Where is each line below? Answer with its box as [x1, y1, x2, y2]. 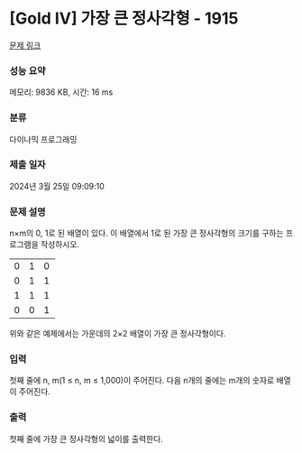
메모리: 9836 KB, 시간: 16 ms [9, 87, 114, 97]
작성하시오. [40, 239, 79, 250]
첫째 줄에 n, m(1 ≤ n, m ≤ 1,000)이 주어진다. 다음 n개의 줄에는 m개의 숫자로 [9, 375, 275, 386]
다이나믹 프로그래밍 [9, 134, 78, 144]
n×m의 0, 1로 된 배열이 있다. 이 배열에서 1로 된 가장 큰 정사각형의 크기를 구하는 [9, 227, 284, 239]
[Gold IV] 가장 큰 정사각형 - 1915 [9, 8, 239, 29]
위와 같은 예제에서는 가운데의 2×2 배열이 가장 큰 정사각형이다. [9, 328, 226, 339]
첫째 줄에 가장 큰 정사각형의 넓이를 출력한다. [9, 433, 164, 444]
